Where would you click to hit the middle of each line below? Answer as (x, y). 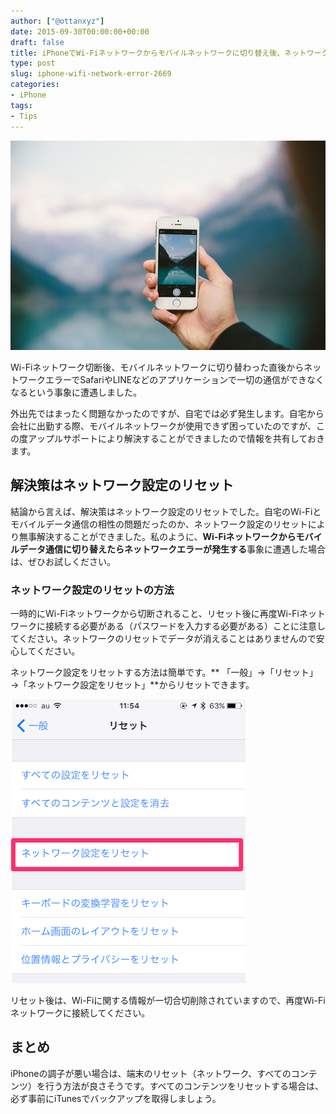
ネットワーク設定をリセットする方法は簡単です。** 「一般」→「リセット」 (164, 672)
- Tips (24, 116)
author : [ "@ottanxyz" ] (57, 21)
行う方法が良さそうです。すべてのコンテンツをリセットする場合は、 (184, 1086)
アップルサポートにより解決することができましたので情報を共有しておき (176, 438)
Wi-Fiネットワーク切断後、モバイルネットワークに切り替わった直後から (157, 367)
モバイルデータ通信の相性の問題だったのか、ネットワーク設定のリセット (159, 524)
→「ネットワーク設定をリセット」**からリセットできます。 (132, 685)
